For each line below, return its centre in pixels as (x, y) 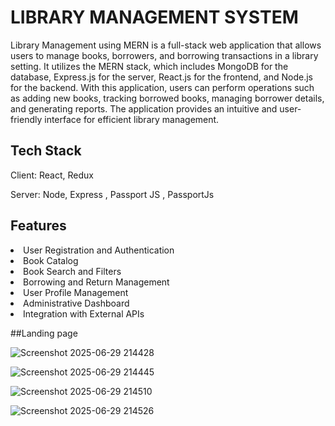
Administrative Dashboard (76, 303)
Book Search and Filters (72, 271)
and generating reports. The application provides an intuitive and (144, 108)
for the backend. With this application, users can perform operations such (162, 87)
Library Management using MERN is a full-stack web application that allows (166, 45)
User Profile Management (76, 292)
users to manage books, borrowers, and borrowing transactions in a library (164, 55)
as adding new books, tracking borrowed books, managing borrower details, (167, 98)
